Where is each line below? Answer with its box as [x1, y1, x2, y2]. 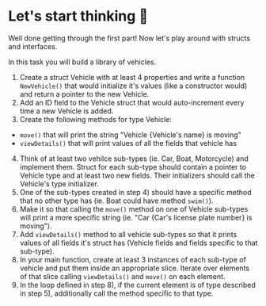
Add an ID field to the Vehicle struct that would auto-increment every [19, 98, 245, 107]
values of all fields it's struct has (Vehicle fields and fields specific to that [19, 238, 258, 247]
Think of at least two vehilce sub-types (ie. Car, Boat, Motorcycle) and [19, 154, 249, 163]
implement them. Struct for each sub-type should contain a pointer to [19, 162, 247, 171]
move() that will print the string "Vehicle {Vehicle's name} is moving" [19, 130, 241, 140]
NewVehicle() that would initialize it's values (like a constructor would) [19, 81, 248, 90]
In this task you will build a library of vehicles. [8, 57, 157, 67]
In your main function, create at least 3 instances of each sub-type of [19, 254, 247, 264]
